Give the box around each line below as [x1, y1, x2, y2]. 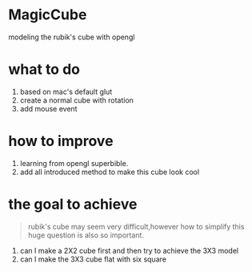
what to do [8, 60, 80, 79]
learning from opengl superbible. [19, 158, 129, 168]
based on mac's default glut [19, 87, 113, 96]
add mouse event [19, 104, 78, 113]
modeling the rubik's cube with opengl [8, 32, 135, 42]
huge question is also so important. [27, 230, 144, 240]
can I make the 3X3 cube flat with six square [19, 254, 166, 264]
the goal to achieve [8, 195, 138, 213]
